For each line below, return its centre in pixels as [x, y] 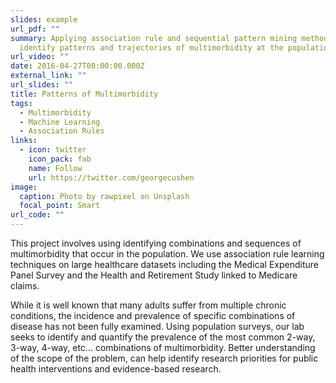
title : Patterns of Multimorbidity [84, 94]
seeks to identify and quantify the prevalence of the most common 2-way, [163, 337]
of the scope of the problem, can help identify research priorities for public [164, 358]
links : [24, 141]
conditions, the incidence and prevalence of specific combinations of [153, 315]
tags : [21, 103]
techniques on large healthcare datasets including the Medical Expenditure [164, 264]
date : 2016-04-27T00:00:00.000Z [77, 66]
